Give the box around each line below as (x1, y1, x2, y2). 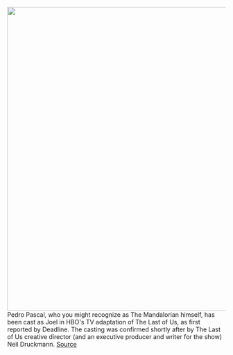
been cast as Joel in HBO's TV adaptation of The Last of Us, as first (7, 318, 200, 326)
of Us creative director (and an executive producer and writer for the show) (7, 333, 223, 340)
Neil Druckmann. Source (7, 340, 78, 348)
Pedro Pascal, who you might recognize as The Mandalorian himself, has (7, 311, 215, 319)
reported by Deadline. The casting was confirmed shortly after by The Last (7, 325, 221, 333)
